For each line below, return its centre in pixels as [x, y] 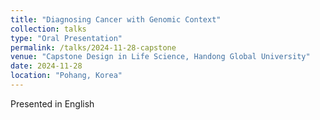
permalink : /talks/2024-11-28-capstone [93, 47]
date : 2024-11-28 [46, 66]
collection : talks [48, 29]
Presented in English [52, 103]
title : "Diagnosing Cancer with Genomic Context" [116, 19]
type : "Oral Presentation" [66, 38]
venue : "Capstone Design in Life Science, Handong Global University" [160, 57]
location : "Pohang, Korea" [66, 76]
